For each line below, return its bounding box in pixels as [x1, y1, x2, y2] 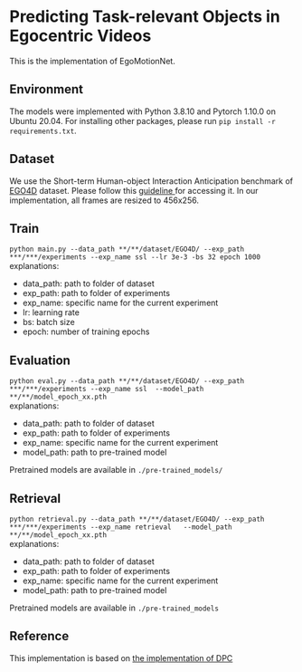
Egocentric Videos [9, 25, 152, 46]
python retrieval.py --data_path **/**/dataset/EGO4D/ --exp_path [9, 514, 265, 523]
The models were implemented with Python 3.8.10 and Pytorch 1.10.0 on [9, 106, 276, 117]
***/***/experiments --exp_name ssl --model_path [9, 385, 204, 394]
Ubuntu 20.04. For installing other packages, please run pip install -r [9, 115, 276, 126]
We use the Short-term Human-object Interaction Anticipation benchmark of [9, 175, 294, 187]
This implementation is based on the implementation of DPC [9, 652, 233, 663]
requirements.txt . [9, 125, 77, 136]
